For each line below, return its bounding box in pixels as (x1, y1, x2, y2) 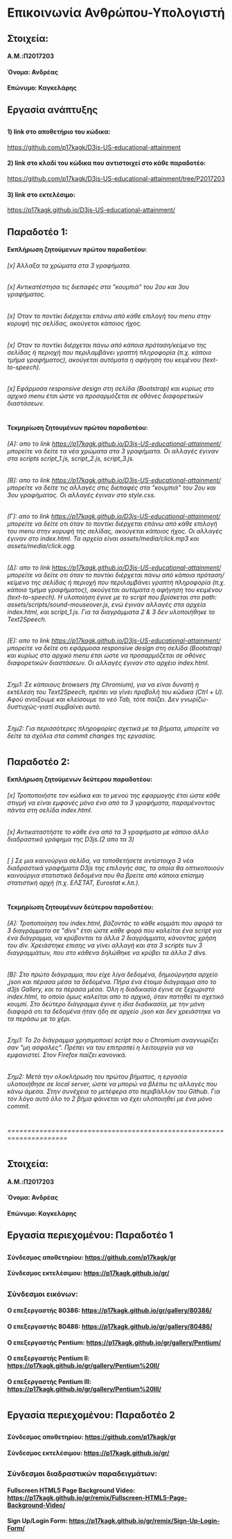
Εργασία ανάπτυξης (7, 104, 98, 115)
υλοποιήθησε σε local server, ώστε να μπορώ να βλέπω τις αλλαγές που (7, 1079, 217, 1088)
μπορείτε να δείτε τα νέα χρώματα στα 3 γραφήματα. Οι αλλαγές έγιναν (7, 446, 220, 455)
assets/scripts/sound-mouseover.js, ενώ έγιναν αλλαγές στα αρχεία (7, 600, 206, 609)
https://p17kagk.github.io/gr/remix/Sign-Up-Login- (69, 1517, 220, 1525)
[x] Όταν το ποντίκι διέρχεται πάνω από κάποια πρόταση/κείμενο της (7, 341, 207, 349)
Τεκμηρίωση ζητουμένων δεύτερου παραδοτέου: (7, 903, 154, 912)
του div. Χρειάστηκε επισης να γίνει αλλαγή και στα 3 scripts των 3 (7, 941, 203, 949)
